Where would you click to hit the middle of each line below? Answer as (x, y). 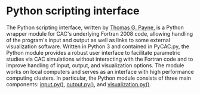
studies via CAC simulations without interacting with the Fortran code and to (100, 59)
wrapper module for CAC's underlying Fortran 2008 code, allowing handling (100, 33)
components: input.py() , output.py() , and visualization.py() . (79, 84)
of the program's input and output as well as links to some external (88, 40)
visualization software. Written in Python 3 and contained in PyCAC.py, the (98, 46)
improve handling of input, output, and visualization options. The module (95, 65)
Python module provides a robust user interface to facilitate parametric (93, 52)
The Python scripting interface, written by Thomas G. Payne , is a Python (95, 27)
